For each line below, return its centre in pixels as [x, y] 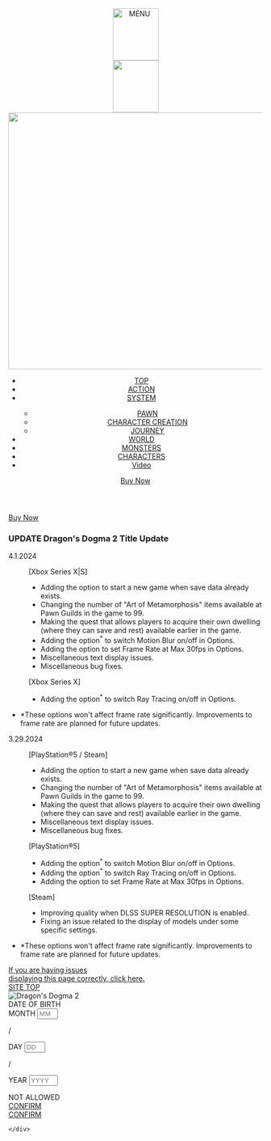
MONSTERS [142, 448]
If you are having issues [48, 970]
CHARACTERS [141, 456]
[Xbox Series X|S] [58, 572]
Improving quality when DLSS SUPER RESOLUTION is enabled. [144, 912]
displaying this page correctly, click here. [77, 978]
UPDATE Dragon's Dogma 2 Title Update [89, 539]
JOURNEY [148, 431]
